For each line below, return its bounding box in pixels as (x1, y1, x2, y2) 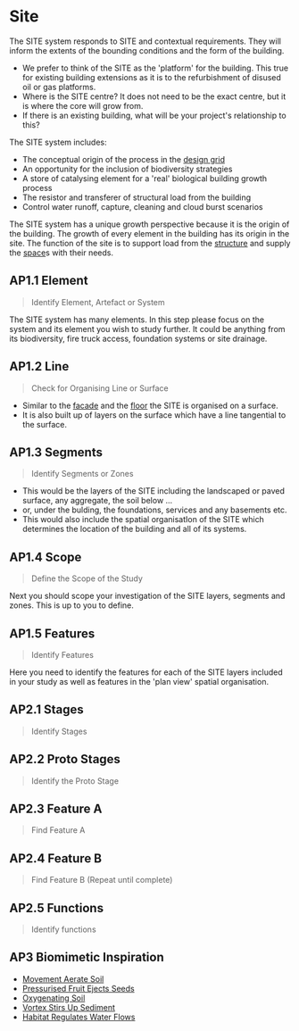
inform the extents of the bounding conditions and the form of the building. (9, 45, 285, 55)
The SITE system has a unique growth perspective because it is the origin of (9, 219, 290, 229)
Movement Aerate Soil (21, 973, 104, 984)
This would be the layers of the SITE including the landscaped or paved (21, 486, 286, 496)
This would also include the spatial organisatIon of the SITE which (21, 514, 265, 525)
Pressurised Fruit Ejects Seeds (21, 983, 136, 994)
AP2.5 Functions (9, 900, 104, 916)
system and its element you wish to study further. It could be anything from (9, 323, 286, 334)
